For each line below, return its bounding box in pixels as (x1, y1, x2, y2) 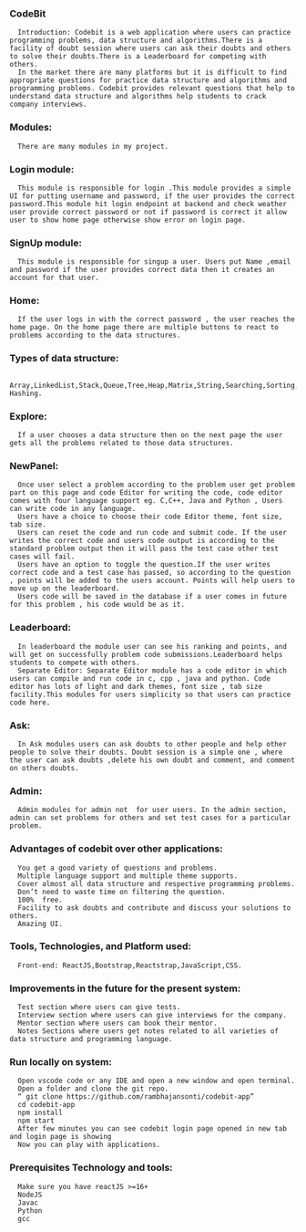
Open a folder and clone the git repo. (17, 1084, 169, 1093)
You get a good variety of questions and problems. (17, 863, 219, 872)
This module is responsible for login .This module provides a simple (17, 183, 291, 193)
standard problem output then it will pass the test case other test (9, 544, 280, 554)
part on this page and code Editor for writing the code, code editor (9, 488, 283, 497)
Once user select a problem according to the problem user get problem (17, 480, 296, 490)
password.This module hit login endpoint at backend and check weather (9, 199, 287, 208)
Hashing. (9, 389, 43, 398)
